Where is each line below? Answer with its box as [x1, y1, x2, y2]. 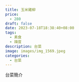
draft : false [5, 21, 32, 26]
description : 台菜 [5, 44, 42, 49]
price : [5, 12, 19, 17]
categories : [5, 53, 30, 58]
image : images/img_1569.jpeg [5, 48, 66, 53]
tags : [5, 30, 16, 35]
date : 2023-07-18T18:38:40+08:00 [5, 26, 75, 31]
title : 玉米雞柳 [5, 7, 36, 12]
